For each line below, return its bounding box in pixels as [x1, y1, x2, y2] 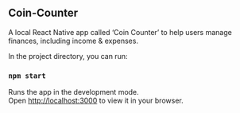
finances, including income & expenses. [8, 36, 139, 45]
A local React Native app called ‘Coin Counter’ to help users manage [8, 27, 232, 37]
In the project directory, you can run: [8, 51, 128, 60]
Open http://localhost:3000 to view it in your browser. [8, 95, 184, 106]
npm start [8, 71, 46, 80]
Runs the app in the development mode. [8, 88, 139, 97]
